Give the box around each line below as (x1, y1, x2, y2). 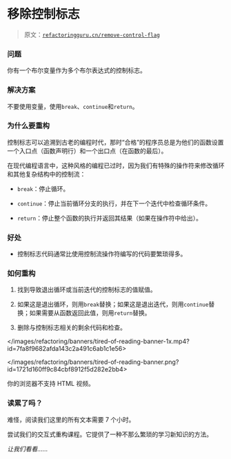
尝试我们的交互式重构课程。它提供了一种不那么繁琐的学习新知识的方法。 (7, 430, 212, 438)
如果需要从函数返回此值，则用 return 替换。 (29, 309, 151, 317)
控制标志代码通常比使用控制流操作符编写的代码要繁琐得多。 (17, 249, 187, 258)
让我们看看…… (7, 445, 48, 453)
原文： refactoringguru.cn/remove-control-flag (23, 30, 160, 39)
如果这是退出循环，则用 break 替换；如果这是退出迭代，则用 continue (17, 300, 209, 309)
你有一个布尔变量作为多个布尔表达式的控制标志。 (7, 66, 146, 74)
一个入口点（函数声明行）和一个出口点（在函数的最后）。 (7, 146, 168, 155)
